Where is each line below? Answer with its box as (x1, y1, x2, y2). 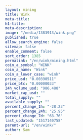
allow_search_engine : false (5, 40, 63, 45)
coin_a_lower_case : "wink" (5, 72, 61, 77)
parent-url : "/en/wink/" (5, 123, 56, 128)
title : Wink (5, 12, 30, 17)
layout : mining (5, 7, 37, 12)
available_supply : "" (5, 100, 50, 105)
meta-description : (5, 26, 43, 31)
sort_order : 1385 (5, 53, 41, 59)
